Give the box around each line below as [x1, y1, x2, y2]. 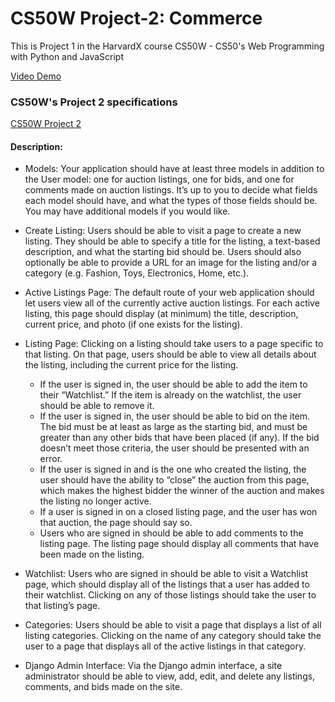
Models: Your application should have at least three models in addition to [24, 163, 325, 175]
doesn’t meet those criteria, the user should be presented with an [39, 442, 310, 454]
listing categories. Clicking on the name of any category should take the [24, 630, 322, 642]
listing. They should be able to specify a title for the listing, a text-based [24, 235, 321, 247]
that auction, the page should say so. [39, 517, 193, 529]
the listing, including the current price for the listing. [24, 359, 239, 371]
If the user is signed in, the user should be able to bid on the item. [39, 410, 311, 422]
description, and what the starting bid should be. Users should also [24, 246, 302, 258]
